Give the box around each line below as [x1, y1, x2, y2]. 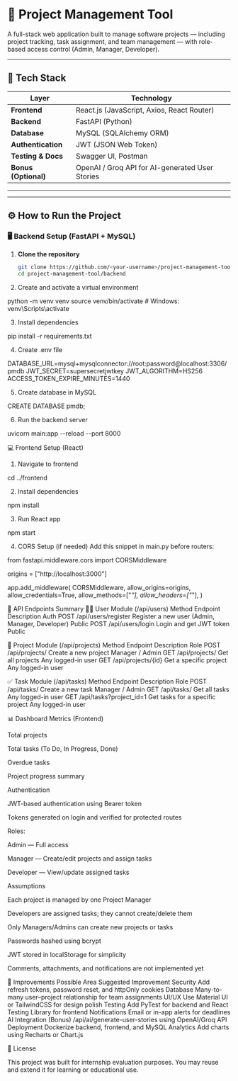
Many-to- [194, 985, 223, 994]
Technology [130, 93, 172, 103]
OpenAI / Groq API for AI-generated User [75, 162, 214, 172]
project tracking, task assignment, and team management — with [7, 37, 198, 45]
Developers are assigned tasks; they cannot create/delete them [7, 910, 193, 918]
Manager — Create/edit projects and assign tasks [7, 854, 152, 863]
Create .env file [17, 346, 62, 354]
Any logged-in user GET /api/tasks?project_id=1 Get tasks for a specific [7, 693, 216, 701]
